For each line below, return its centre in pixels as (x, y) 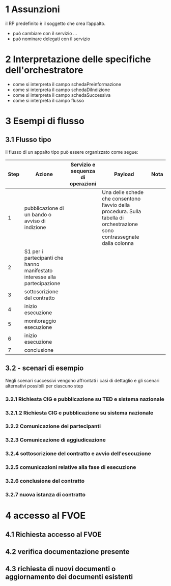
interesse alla (40, 277)
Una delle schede (123, 192)
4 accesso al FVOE (45, 516)
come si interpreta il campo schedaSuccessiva (62, 95)
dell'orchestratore (44, 70)
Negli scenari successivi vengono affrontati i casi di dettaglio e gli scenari (82, 380)
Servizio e (83, 164)
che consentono (121, 199)
